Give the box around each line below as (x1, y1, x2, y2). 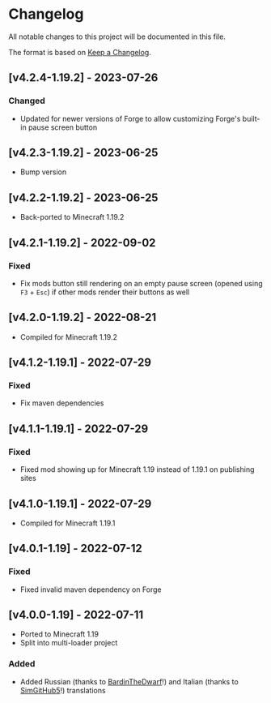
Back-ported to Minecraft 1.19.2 (19, 212, 125, 222)
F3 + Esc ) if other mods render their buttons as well (19, 287, 190, 297)
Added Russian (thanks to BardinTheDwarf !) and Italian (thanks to (19, 676, 239, 686)
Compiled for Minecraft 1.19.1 (19, 518, 116, 528)
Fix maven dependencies (19, 398, 104, 408)
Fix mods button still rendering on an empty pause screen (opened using (19, 278, 263, 288)
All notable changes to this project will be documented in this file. (8, 32, 227, 41)
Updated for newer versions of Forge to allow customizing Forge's (19, 114, 241, 123)
